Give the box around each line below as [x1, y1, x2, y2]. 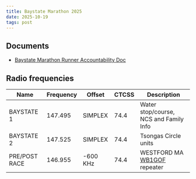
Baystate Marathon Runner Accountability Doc [14, 57, 127, 64]
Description [146, 91, 180, 99]
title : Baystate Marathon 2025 [6, 8, 82, 15]
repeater [139, 163, 164, 171]
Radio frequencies [6, 73, 74, 83]
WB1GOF [139, 156, 166, 164]
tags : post [6, 19, 33, 25]
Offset [86, 91, 105, 99]
